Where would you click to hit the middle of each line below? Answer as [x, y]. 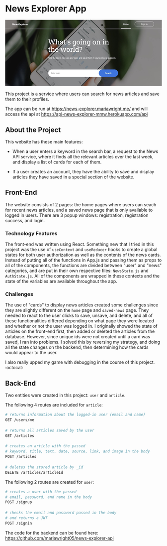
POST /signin [19, 523]
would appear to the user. [32, 353]
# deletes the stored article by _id [44, 467]
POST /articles [21, 457]
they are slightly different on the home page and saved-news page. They [77, 310]
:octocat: [14, 368]
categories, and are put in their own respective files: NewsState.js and [77, 271]
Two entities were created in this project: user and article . [65, 395]
